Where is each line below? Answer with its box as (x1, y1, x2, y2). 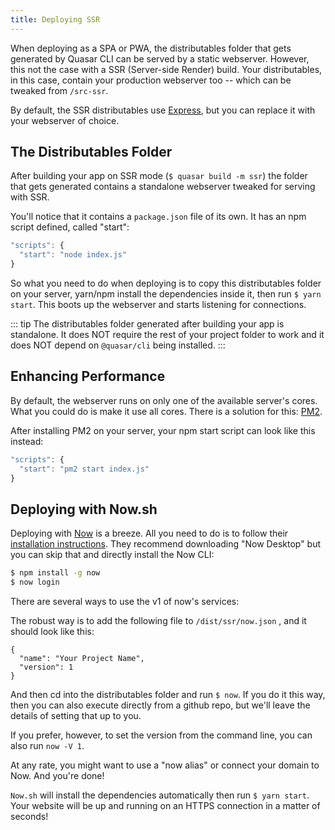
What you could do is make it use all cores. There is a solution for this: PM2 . (10, 405, 323, 417)
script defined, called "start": (10, 221, 130, 233)
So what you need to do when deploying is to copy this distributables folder (10, 277, 322, 290)
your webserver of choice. (10, 114, 120, 126)
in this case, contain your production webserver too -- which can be (10, 74, 292, 86)
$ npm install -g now (10, 568, 101, 578)
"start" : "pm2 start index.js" (19, 464, 150, 474)
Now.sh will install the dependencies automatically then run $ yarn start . (10, 789, 310, 801)
